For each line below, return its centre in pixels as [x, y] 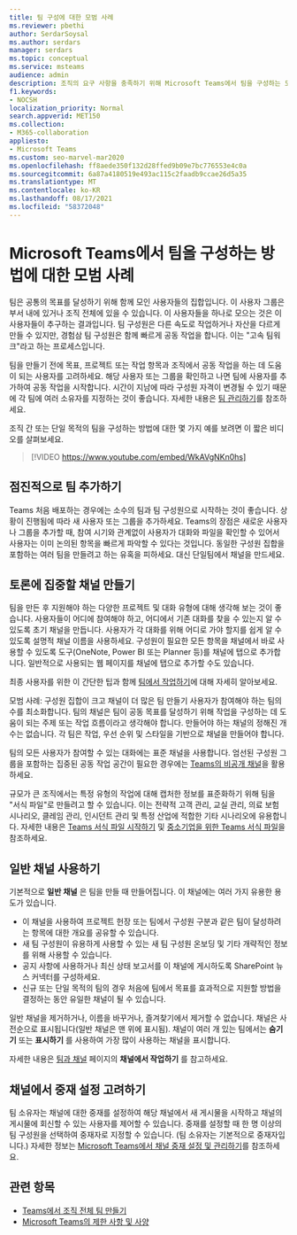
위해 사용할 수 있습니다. [72, 955]
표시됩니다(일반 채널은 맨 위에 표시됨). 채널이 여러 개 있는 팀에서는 [153, 1029]
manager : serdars [41, 50]
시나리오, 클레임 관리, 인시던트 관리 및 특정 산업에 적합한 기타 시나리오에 [133, 816]
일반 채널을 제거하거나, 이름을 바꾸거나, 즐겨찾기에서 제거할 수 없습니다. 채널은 [144, 1018]
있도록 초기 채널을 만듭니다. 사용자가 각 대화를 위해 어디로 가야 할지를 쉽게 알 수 [146, 630]
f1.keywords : [33, 91]
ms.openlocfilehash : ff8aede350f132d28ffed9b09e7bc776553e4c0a [128, 166]
